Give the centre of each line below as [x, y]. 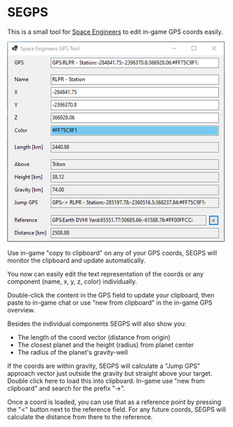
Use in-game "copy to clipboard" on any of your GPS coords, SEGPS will [112, 253]
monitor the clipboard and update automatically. [76, 260]
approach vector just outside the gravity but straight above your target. [110, 373]
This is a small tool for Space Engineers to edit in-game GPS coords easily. [115, 32]
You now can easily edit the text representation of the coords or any [106, 274]
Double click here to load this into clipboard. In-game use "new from [106, 381]
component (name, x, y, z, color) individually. [72, 281]
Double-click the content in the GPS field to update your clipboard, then [111, 295]
